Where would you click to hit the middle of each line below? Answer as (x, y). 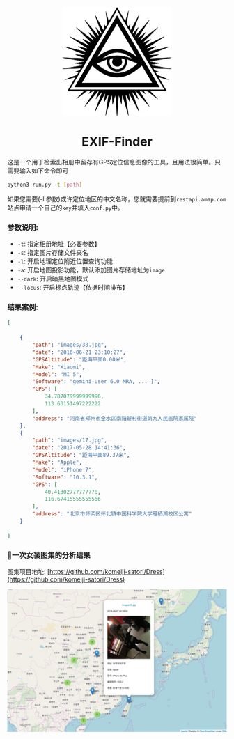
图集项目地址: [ (29, 571)
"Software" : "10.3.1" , (65, 477)
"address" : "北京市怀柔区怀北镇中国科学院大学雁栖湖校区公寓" (112, 514)
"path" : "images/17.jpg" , (70, 441)
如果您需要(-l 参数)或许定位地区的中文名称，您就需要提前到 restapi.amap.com (117, 199)
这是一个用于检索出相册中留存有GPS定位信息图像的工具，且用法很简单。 (111, 162)
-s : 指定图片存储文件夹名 (53, 253)
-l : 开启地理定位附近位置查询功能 (65, 261)
